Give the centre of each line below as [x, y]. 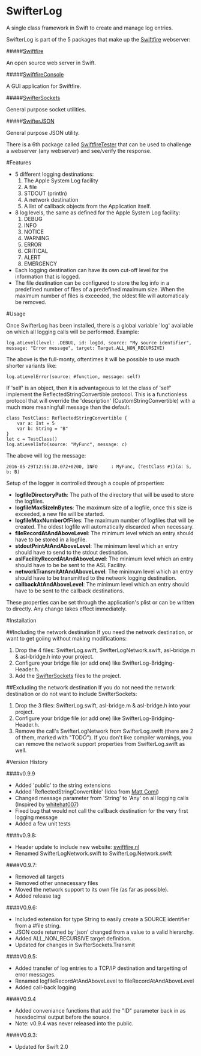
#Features [19, 162]
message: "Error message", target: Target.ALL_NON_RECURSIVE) [85, 348]
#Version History [27, 762]
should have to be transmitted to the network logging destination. [96, 578]
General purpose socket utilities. [46, 109]
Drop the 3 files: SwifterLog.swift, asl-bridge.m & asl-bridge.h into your [103, 705]
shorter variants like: [31, 365]
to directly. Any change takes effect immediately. [67, 609]
